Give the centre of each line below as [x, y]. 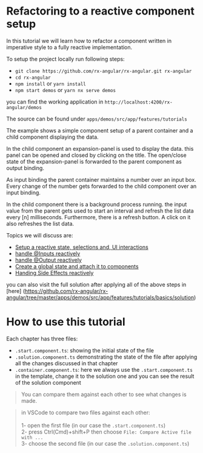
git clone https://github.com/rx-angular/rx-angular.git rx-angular [103, 71]
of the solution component [48, 382]
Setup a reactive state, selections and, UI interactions [82, 247]
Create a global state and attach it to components [77, 266]
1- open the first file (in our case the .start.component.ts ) [93, 425]
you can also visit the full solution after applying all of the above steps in [96, 284]
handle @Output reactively [48, 260]
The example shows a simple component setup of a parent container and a [100, 130]
